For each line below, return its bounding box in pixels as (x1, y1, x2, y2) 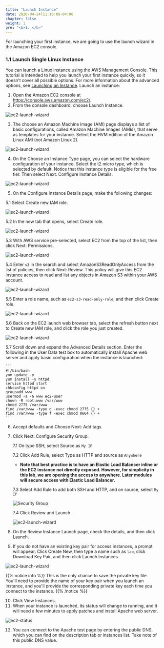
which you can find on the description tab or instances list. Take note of (12, 632, 157, 638)
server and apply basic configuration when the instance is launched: (5, 355, 143, 361)
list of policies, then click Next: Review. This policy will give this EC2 (5, 267, 142, 273)
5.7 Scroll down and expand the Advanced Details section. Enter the (5, 344, 143, 350)
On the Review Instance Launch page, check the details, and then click (12, 529, 155, 535)
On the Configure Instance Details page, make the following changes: (12, 190, 153, 196)
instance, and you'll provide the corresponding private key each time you (5, 583, 153, 589)
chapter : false (5, 16, 37, 21)
